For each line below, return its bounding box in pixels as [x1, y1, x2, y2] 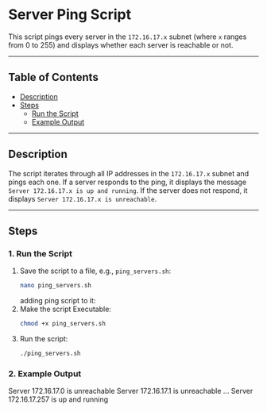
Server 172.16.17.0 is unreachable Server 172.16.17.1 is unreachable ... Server [8, 387, 253, 396]
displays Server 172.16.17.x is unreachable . [8, 194, 157, 203]
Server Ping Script [8, 6, 132, 24]
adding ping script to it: [19, 296, 96, 306]
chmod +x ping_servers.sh [19, 320, 106, 328]
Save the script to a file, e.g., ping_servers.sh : [19, 266, 172, 275]
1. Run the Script [8, 248, 73, 259]
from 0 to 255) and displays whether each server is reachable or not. [8, 40, 234, 49]
